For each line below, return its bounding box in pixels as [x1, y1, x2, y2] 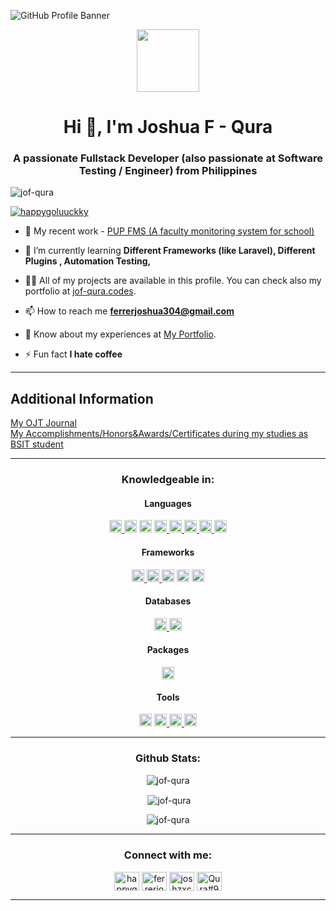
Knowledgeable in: [121, 473, 215, 487]
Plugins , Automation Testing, [24, 255, 152, 267]
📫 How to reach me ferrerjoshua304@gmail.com [24, 305, 235, 317]
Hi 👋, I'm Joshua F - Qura [63, 116, 273, 139]
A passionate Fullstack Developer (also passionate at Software [12, 151, 324, 165]
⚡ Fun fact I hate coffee [24, 348, 123, 360]
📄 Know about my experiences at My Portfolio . [24, 328, 217, 340]
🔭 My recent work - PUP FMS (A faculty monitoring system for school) [24, 225, 315, 237]
